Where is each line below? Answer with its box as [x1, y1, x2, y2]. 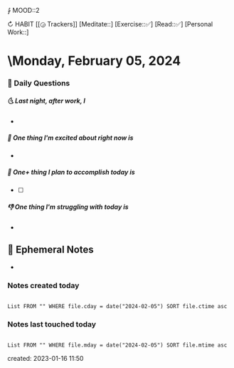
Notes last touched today [7, 320, 97, 329]
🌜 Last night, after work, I [7, 96, 85, 105]
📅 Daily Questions [7, 78, 70, 88]
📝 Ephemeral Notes [7, 244, 94, 256]
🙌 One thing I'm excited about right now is [7, 133, 134, 142]
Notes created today [7, 280, 80, 290]
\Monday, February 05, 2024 [7, 53, 181, 69]
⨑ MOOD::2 [7, 6, 40, 14]
